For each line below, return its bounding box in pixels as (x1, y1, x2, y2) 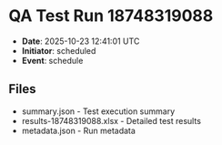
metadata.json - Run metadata (21, 125, 136, 136)
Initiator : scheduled (21, 45, 96, 56)
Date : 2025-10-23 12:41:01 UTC (21, 36, 140, 47)
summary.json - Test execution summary (21, 106, 176, 117)
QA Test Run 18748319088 (8, 5, 214, 26)
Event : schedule (21, 55, 84, 66)
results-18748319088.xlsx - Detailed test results (21, 115, 202, 126)
